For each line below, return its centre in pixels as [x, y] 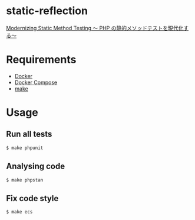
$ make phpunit [25, 148]
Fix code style [32, 198]
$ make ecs [19, 212]
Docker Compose [36, 82]
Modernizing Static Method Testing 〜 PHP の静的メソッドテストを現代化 [95, 28]
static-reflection [47, 11]
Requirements [41, 60]
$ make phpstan [25, 180]
